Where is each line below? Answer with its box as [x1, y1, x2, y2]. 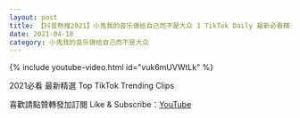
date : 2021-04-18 [9, 29, 74, 38]
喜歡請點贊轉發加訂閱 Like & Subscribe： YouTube [9, 99, 192, 110]
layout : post [9, 12, 58, 22]
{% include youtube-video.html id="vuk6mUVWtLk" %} [9, 62, 214, 73]
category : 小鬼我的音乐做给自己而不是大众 [9, 37, 149, 47]
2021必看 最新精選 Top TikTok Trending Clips [9, 81, 175, 91]
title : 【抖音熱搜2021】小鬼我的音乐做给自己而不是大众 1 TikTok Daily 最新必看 [9, 21, 284, 30]
